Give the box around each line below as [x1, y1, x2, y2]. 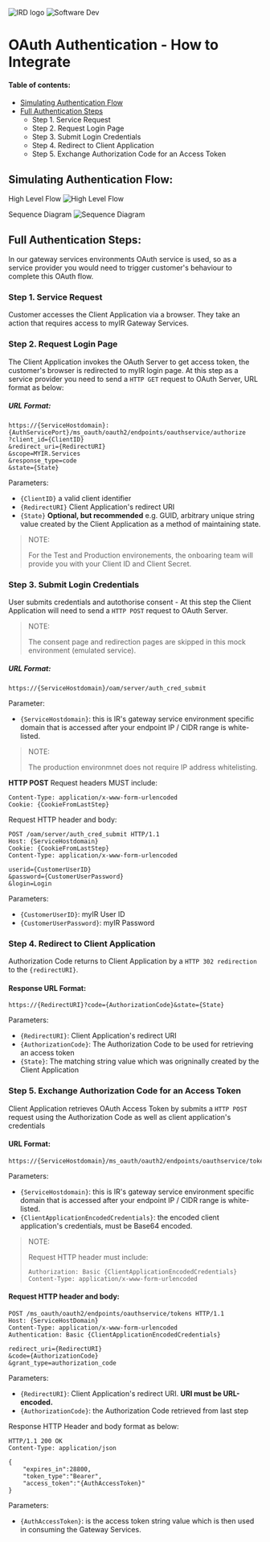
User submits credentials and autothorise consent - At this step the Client [8, 597, 252, 607]
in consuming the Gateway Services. [19, 1525, 142, 1535]
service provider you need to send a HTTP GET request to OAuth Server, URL [8, 374, 259, 383]
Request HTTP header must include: [27, 1252, 149, 1262]
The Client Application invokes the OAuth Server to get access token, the [8, 357, 250, 367]
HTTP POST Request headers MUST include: [8, 777, 158, 787]
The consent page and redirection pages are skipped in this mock [27, 636, 247, 646]
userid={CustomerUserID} [8, 865, 92, 873]
